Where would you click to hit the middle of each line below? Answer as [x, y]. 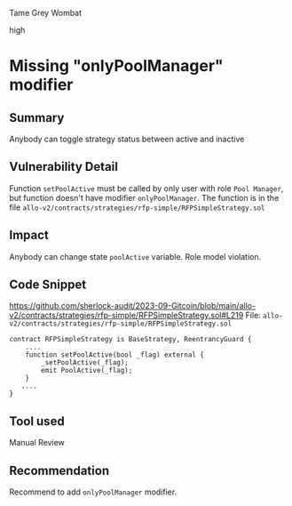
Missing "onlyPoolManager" [116, 66]
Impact [29, 235]
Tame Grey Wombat [46, 13]
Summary [37, 118]
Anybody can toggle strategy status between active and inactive [127, 139]
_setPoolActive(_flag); [85, 363]
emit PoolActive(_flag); [87, 371]
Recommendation [59, 470]
